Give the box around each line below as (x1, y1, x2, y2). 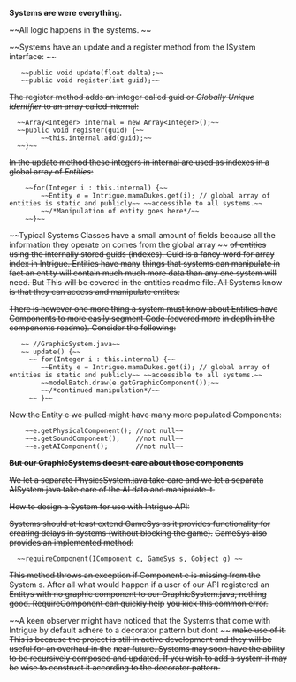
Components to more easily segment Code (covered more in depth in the (9, 314, 276, 323)
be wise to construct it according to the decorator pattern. (9, 663, 221, 672)
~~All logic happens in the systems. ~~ (9, 25, 152, 35)
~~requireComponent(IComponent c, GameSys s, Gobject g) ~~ (17, 554, 243, 563)
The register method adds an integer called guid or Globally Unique (9, 92, 254, 102)
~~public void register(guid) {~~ (17, 126, 144, 135)
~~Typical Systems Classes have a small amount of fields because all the (9, 230, 276, 240)
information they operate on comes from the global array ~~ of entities (9, 239, 267, 250)
